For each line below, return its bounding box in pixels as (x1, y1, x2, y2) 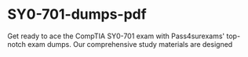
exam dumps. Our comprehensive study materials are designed (27, 39, 233, 48)
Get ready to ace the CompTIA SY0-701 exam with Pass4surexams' (7, 31, 225, 41)
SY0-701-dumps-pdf (7, 5, 147, 23)
